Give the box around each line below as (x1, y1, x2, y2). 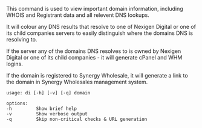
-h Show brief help (6, 106, 77, 112)
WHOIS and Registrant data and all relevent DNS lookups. (6, 11, 149, 19)
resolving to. (6, 36, 37, 43)
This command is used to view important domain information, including (6, 5, 183, 12)
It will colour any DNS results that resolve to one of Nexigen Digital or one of (6, 23, 197, 30)
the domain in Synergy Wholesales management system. (6, 78, 148, 85)
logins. (6, 60, 23, 67)
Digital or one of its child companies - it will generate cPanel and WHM (6, 54, 183, 61)
